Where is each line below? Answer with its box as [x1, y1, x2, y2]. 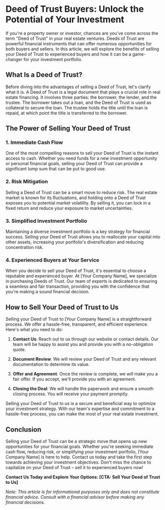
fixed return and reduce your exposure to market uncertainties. [5, 205, 133, 211]
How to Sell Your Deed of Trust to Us [5, 303, 119, 311]
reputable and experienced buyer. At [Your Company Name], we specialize [5, 273, 157, 279]
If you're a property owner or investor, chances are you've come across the [5, 30, 159, 36]
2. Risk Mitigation [5, 178, 48, 185]
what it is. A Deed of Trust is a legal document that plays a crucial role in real [5, 89, 161, 95]
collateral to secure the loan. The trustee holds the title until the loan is [5, 104, 148, 110]
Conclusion [5, 425, 42, 434]
